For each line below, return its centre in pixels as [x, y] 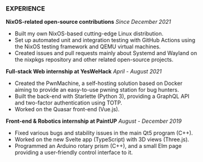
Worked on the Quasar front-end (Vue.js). [67, 109]
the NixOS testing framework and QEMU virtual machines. [88, 46]
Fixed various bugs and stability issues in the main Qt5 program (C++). [104, 133]
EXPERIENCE [25, 9]
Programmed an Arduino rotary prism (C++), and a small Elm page [98, 146]
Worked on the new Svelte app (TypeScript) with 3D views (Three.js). [102, 139]
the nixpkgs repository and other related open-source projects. [94, 60]
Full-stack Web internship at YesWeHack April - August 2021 [84, 72]
